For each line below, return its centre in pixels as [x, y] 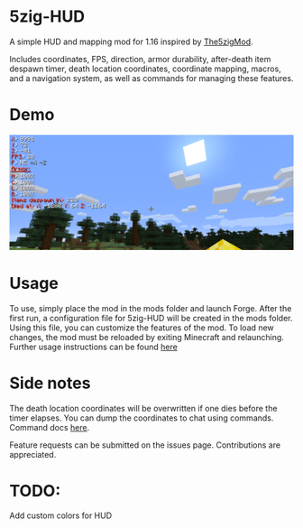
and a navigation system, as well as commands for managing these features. [151, 78]
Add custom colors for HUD [61, 515]
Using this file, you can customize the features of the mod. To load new [142, 328]
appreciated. [33, 454]
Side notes [50, 383]
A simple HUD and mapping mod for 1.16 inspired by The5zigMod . [132, 42]
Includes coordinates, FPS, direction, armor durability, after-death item [140, 59]
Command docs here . [50, 427]
